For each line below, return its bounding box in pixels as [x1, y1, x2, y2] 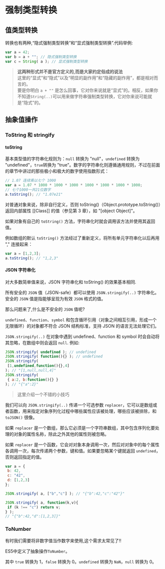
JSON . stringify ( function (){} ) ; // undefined [5, 354, 103, 359]
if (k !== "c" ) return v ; [7, 505, 61, 510]
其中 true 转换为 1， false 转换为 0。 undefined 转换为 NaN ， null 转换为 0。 [5, 559, 157, 565]
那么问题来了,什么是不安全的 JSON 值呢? [5, 306, 85, 312]
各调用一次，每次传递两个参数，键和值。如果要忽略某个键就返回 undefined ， [5, 448, 161, 454]
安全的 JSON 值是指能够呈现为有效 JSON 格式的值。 [5, 295, 106, 301]
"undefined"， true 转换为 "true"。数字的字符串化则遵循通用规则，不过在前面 [5, 162, 161, 168]
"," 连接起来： [5, 241, 33, 247]
